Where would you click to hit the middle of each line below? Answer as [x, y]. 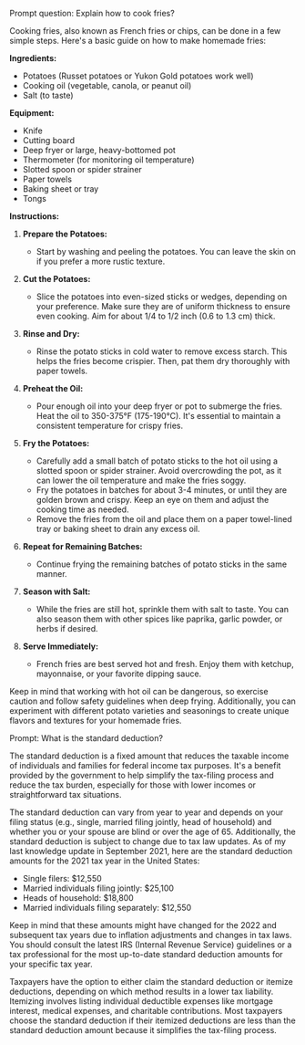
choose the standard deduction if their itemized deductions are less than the [152, 1020]
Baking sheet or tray [61, 189]
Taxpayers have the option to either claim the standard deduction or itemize [151, 982]
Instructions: [35, 216]
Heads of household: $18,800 [78, 898]
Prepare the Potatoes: [65, 234]
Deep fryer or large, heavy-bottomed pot [99, 150]
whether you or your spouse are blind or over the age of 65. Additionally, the [152, 831]
